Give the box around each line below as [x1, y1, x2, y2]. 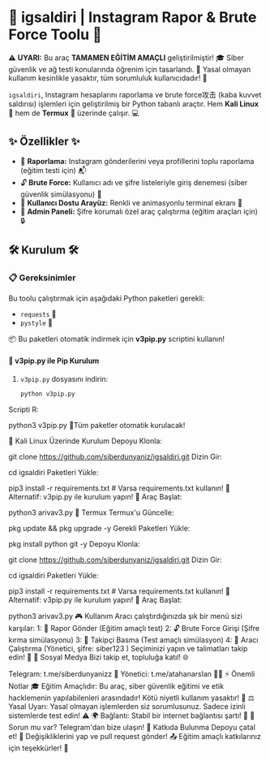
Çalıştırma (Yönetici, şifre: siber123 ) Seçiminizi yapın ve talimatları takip [8, 643, 248, 653]
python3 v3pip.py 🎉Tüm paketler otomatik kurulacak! [8, 420, 186, 430]
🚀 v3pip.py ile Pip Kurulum [8, 356, 100, 365]
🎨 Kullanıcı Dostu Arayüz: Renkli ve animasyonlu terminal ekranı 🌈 [19, 197, 243, 207]
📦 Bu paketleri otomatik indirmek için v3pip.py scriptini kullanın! [8, 334, 225, 344]
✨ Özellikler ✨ [8, 135, 80, 149]
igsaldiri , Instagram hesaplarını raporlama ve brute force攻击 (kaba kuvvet [8, 89, 262, 99]
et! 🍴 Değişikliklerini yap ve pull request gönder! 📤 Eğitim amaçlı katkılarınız [8, 731, 261, 741]
